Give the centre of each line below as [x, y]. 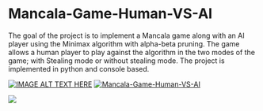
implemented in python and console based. [79, 68]
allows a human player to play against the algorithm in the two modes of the [132, 52]
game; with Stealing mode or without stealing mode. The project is [116, 61]
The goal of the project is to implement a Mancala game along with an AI [126, 35]
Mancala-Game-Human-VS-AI [110, 14]
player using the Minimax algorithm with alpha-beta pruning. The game [124, 43]
